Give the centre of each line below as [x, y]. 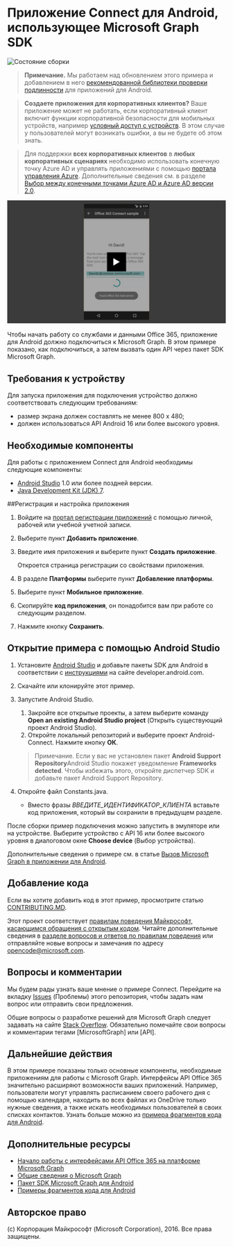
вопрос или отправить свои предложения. [70, 1004]
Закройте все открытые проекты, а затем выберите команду [118, 712]
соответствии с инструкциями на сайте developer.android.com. [111, 672]
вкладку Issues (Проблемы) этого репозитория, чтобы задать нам [105, 996]
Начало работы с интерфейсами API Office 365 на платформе [109, 1161]
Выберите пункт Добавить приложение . [78, 538]
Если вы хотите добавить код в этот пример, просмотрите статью [105, 900]
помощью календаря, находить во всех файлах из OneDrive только [107, 1100]
